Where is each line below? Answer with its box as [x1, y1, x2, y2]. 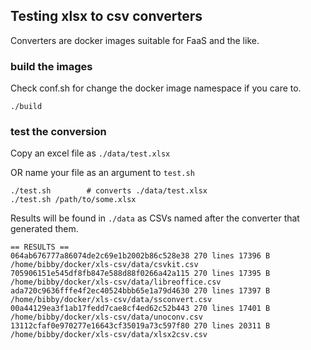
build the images [10, 59, 93, 73]
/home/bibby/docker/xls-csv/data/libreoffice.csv [10, 277, 222, 288]
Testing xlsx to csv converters [10, 8, 203, 25]
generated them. [10, 223, 79, 235]
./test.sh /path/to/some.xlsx [10, 195, 137, 205]
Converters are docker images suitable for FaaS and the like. [10, 34, 260, 46]
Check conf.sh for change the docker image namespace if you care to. [10, 82, 302, 94]
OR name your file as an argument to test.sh [10, 167, 195, 179]
